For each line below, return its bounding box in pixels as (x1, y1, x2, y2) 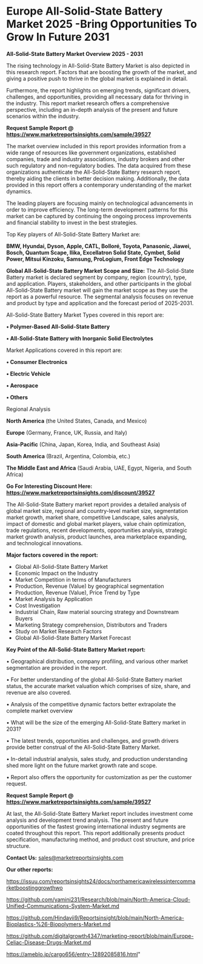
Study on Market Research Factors (15, 627, 102, 635)
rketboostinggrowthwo (6, 884, 63, 891)
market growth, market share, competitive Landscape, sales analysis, (6, 514, 179, 521)
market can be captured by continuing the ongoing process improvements (6, 212, 192, 219)
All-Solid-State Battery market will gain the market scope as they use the (6, 286, 188, 294)
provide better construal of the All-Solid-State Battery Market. (6, 743, 161, 751)
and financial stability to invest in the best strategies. (6, 219, 138, 226)
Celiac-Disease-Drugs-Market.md (6, 938, 92, 946)
